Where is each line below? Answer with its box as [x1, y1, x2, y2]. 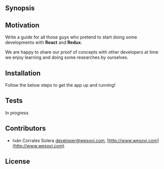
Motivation [5, 21, 40, 29]
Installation [5, 69, 41, 77]
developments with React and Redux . [5, 39, 82, 45]
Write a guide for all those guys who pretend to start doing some [5, 34, 138, 40]
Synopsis [5, 4, 35, 12]
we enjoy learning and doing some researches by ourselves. [5, 54, 129, 60]
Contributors [5, 124, 46, 133]
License [5, 157, 30, 166]
